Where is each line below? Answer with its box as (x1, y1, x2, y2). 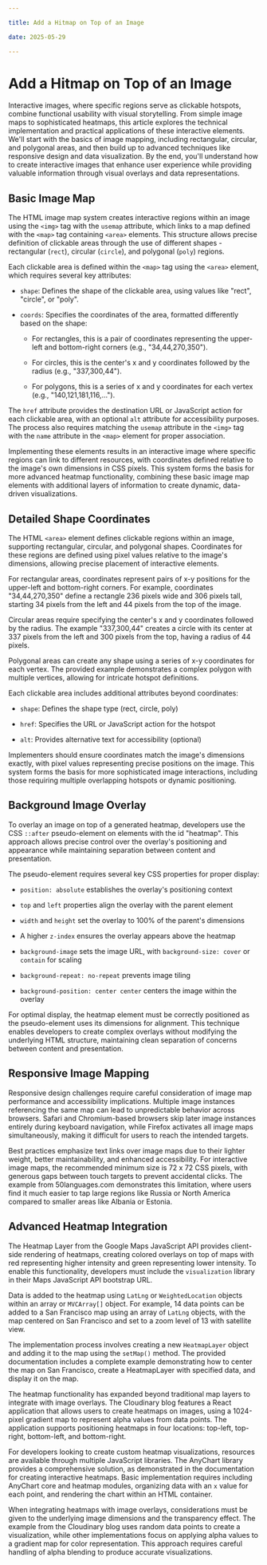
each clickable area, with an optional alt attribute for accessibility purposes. (8, 414, 260, 424)
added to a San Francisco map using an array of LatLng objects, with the (8, 1307, 245, 1317)
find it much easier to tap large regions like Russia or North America (8, 1188, 231, 1197)
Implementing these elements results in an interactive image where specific (8, 447, 257, 456)
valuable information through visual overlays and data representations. (8, 168, 241, 178)
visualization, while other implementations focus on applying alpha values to (8, 1530, 259, 1539)
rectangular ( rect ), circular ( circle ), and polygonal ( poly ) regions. (8, 246, 225, 256)
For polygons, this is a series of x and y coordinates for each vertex (31, 382, 253, 392)
